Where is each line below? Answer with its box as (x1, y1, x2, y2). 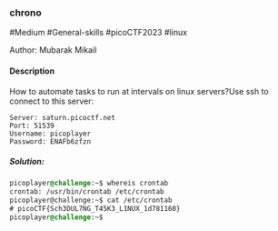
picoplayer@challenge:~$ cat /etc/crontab (9, 196, 173, 206)
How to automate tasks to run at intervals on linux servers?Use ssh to (9, 85, 270, 96)
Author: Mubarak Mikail (9, 45, 97, 55)
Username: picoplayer (9, 129, 92, 138)
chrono (9, 6, 43, 19)
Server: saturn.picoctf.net (9, 113, 116, 122)
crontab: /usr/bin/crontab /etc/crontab (9, 187, 165, 196)
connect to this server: (9, 95, 94, 106)
